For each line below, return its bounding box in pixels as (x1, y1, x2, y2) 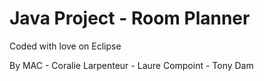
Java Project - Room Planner (9, 7, 251, 30)
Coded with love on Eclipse (9, 40, 122, 52)
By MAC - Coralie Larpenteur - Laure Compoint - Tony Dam (9, 59, 254, 71)
